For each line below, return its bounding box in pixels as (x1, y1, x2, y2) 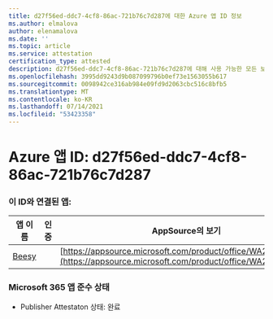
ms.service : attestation (8, 50, 93, 58)
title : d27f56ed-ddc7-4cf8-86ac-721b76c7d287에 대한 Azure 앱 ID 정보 (8, 11, 242, 20)
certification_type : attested (8, 58, 111, 66)
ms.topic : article (8, 42, 71, 50)
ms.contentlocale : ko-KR (8, 95, 93, 103)
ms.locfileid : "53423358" (8, 111, 96, 119)
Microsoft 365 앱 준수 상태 (8, 282, 110, 293)
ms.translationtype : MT (8, 87, 89, 96)
